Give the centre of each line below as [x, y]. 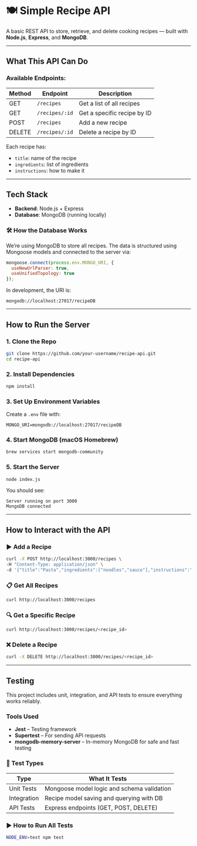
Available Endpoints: [36, 78]
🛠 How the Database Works [47, 231]
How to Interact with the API [58, 530]
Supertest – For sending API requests [60, 735]
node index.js [23, 479]
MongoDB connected [28, 506]
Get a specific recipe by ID [115, 113]
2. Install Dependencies [40, 374]
